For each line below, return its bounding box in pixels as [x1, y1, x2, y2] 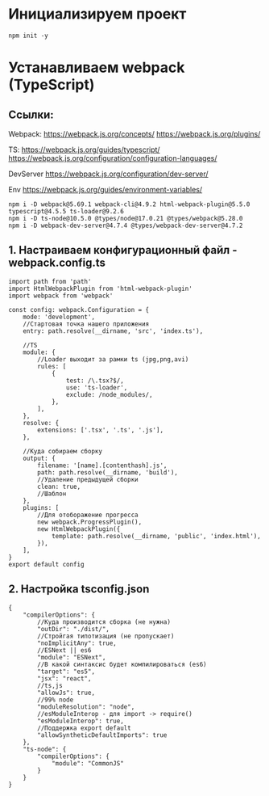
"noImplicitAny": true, [37, 639, 117, 647]
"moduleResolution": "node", [37, 702, 135, 711]
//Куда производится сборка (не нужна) [37, 617, 172, 626]
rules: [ [37, 362, 67, 370]
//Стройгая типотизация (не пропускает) [37, 632, 175, 640]
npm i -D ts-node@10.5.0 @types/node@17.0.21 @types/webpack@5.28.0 [8, 214, 243, 222]
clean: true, [37, 482, 81, 491]
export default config [8, 560, 85, 568]
